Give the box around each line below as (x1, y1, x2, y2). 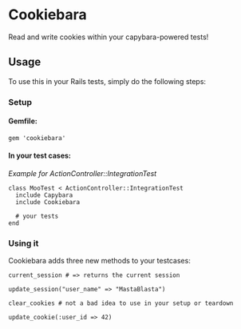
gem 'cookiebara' (8, 134, 66, 142)
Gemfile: (8, 116, 38, 126)
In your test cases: (8, 150, 72, 161)
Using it (8, 238, 39, 249)
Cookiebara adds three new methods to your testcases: (8, 256, 192, 266)
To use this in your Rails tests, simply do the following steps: (8, 76, 206, 86)
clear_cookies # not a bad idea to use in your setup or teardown (8, 299, 234, 307)
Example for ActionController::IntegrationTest (8, 169, 157, 179)
